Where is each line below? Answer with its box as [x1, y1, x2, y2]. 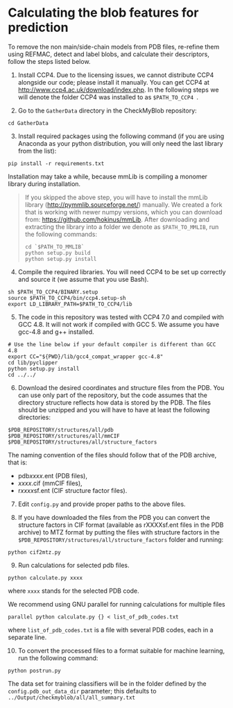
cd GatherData [8, 119, 49, 126]
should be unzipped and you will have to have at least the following [17, 405, 210, 414]
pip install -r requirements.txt [8, 160, 105, 167]
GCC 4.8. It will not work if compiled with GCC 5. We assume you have [17, 320, 220, 328]
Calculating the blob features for [8, 5, 199, 21]
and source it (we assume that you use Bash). [17, 275, 149, 283]
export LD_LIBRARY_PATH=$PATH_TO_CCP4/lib [8, 301, 132, 307]
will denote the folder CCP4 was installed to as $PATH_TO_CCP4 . [17, 92, 199, 101]
